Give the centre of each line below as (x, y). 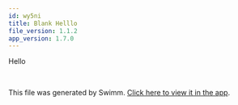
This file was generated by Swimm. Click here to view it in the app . (119, 93)
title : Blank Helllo (43, 23)
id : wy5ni (25, 16)
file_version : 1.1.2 (43, 31)
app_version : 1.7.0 (41, 38)
